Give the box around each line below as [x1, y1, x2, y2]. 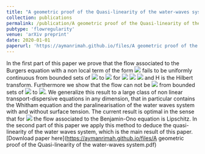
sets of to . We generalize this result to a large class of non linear [6, 88, 183, 96]
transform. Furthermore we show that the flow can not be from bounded [6, 81, 195, 88]
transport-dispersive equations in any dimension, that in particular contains [6, 95, 195, 102]
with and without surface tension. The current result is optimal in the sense [6, 108, 195, 115]
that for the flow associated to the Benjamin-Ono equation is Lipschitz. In [6, 115, 197, 122]
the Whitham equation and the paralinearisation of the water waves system [6, 101, 195, 108]
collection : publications [6, 15, 72, 21]
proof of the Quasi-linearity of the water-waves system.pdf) [6, 141, 157, 148]
